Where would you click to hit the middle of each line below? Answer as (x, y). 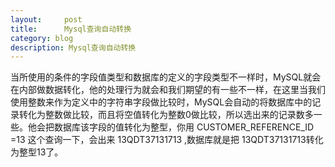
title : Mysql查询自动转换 (71, 29)
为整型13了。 (37, 152)
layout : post (46, 19)
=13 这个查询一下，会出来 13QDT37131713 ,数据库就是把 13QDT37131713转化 (167, 140)
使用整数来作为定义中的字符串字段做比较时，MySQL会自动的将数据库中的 (161, 102)
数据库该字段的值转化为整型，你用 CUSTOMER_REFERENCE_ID (184, 127)
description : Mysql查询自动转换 (73, 47)
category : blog (42, 38)
